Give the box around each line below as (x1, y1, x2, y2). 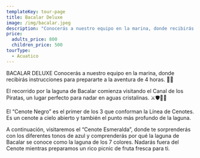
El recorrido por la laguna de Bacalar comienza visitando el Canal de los (6, 87, 184, 94)
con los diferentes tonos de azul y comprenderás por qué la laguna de (6, 132, 180, 139)
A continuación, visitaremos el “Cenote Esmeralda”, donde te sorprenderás (6, 126, 191, 133)
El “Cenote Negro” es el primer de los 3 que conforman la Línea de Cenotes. (6, 108, 195, 115)
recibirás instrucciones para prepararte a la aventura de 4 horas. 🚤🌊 (6, 76, 174, 83)
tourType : (6, 48, 31, 54)
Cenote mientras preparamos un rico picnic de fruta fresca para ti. (6, 144, 170, 152)
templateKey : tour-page (6, 8, 66, 15)
